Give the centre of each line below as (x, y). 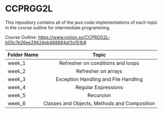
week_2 (17, 71)
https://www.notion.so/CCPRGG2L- (74, 37)
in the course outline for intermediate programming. (58, 27)
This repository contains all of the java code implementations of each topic (81, 22)
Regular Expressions (99, 87)
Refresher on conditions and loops (99, 63)
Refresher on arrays (99, 71)
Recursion (99, 95)
